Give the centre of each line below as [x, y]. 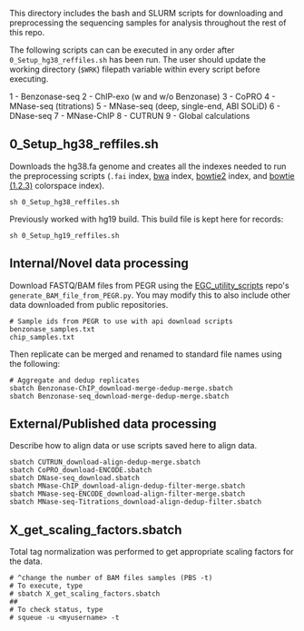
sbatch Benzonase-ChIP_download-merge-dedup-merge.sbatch [121, 388]
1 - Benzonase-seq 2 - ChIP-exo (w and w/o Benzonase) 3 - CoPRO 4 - [142, 96]
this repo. [27, 32]
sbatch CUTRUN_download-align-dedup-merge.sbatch [105, 462]
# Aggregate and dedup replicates [75, 380]
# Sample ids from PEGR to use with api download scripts [121, 321]
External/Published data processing [113, 424]
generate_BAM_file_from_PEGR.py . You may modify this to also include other [150, 295]
